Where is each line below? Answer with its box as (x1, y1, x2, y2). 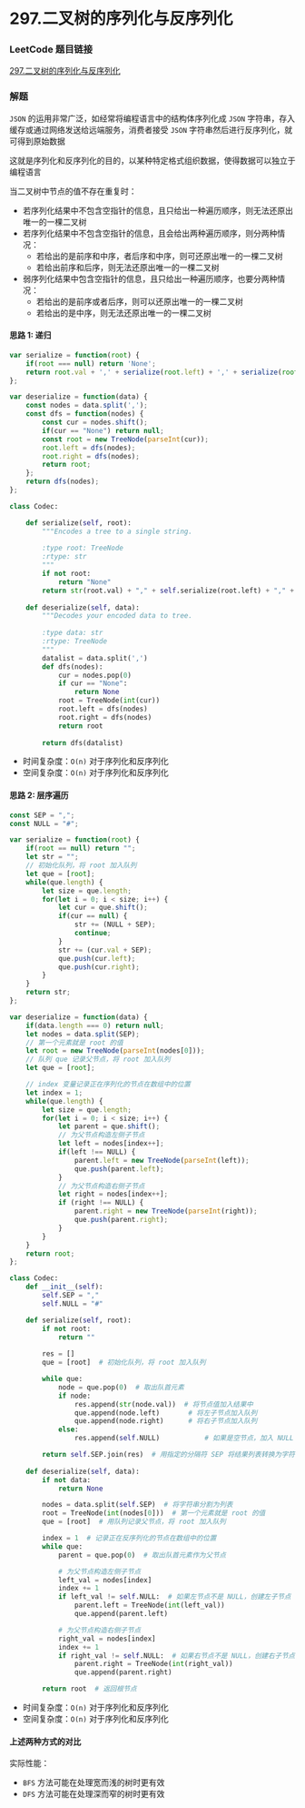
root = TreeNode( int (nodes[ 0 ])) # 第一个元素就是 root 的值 (42, 1509, 266, 1518)
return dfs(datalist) (42, 738, 124, 747)
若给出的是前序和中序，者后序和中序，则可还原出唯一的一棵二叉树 (35, 250, 283, 261)
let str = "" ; (25, 853, 79, 862)
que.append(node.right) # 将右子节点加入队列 (74, 1417, 258, 1426)
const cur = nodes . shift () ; (42, 418, 148, 428)
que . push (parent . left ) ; (74, 1164, 165, 1174)
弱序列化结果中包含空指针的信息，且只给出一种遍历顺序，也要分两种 (22, 273, 278, 284)
